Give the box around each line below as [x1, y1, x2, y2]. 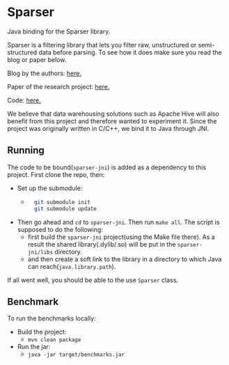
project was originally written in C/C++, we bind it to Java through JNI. [7, 124, 210, 132]
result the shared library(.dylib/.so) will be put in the [27, 240, 176, 248]
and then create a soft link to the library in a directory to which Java [27, 255, 222, 263]
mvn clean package [27, 336, 81, 343]
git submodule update [33, 205, 97, 212]
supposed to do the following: [17, 225, 103, 233]
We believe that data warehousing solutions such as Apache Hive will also [7, 109, 219, 118]
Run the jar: [17, 343, 51, 351]
